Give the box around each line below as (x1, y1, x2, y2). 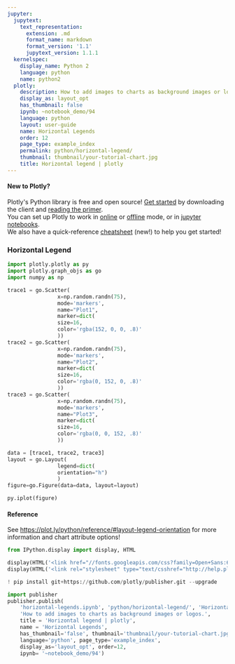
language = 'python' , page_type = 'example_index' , (20, 637, 161, 644)
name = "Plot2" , (57, 359, 99, 366)
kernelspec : (13, 56, 49, 63)
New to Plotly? (7, 182, 50, 190)
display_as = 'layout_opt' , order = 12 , (20, 643, 127, 650)
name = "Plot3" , (57, 411, 99, 418)
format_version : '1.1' (25, 43, 92, 50)
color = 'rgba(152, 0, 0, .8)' (57, 326, 142, 333)
